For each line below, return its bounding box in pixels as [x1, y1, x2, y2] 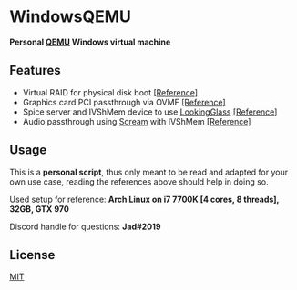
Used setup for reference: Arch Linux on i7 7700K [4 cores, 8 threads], [9, 194, 280, 205]
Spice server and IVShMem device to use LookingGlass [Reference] [22, 106, 278, 117]
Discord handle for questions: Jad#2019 [9, 221, 161, 232]
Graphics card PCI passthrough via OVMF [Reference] [22, 96, 226, 107]
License [9, 247, 56, 263]
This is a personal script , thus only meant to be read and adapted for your [9, 166, 289, 177]
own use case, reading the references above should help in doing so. [9, 175, 269, 187]
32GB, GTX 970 [9, 203, 70, 215]
